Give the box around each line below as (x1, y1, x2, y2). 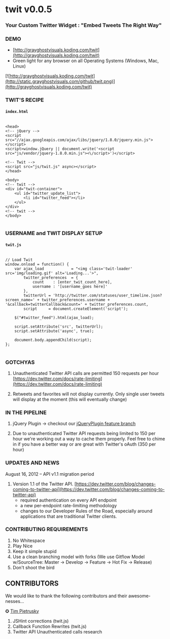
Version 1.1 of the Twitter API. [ (12, 481, 77, 487)
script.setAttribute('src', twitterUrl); (14, 324, 103, 329)
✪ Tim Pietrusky (5, 608, 39, 614)
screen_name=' (5, 297, 36, 302)
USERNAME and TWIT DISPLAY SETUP (5, 230, 103, 237)
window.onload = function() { (5, 262, 70, 267)
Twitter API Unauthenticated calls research (12, 628, 103, 634)
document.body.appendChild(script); (14, 337, 92, 342)
